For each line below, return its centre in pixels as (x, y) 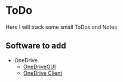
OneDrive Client (43, 73)
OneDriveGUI (39, 66)
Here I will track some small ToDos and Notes (61, 27)
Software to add (36, 46)
